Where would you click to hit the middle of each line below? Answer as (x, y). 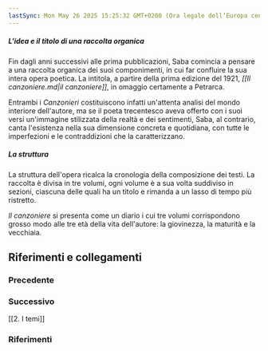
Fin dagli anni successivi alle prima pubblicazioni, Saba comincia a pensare (132, 61)
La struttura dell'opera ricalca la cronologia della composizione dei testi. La (132, 174)
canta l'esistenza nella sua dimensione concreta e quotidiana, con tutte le (129, 128)
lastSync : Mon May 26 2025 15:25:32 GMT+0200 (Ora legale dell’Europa (128, 16)
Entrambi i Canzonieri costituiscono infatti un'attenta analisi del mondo (124, 102)
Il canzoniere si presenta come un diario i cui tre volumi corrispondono (124, 215)
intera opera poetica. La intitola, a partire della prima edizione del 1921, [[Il (130, 78)
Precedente (31, 280)
